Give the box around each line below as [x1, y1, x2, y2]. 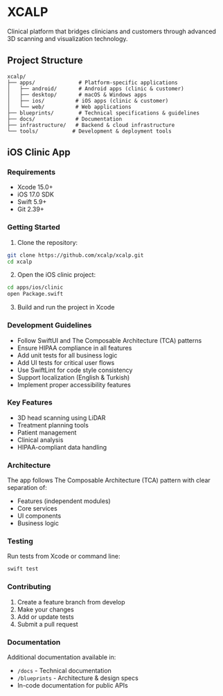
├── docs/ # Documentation [7, 115, 123, 122]
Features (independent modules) [17, 497, 111, 505]
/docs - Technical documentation [17, 666, 112, 674]
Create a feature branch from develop [17, 597, 126, 606]
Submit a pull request [17, 620, 78, 628]
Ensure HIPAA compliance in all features [17, 343, 132, 352]
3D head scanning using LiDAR [17, 414, 106, 422]
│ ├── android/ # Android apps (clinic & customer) [7, 85, 185, 92]
